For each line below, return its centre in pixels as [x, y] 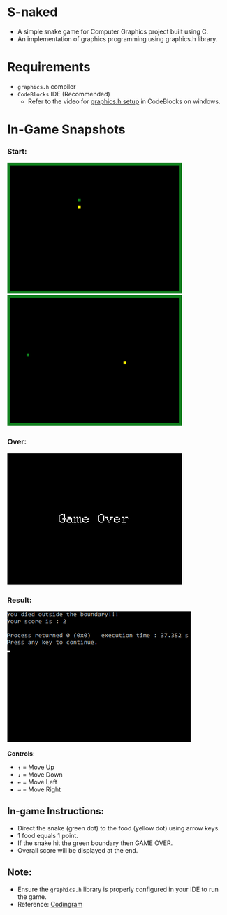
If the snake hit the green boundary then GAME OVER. [95, 843]
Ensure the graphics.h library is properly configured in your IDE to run [118, 889]
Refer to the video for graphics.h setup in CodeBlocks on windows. [124, 101]
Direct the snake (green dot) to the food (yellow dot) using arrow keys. [118, 828]
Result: [20, 600]
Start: [17, 151]
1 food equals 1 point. [47, 835]
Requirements [49, 67]
